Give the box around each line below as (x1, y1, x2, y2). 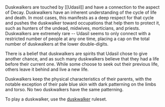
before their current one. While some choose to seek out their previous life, (5, 61, 159, 67)
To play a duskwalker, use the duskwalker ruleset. (5, 96, 107, 102)
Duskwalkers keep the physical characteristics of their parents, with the (5, 76, 152, 82)
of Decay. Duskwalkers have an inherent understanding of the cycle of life (5, 9, 157, 15)
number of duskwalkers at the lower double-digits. (5, 41, 109, 47)
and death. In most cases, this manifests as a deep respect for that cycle (5, 15, 154, 20)
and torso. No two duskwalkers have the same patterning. (5, 87, 124, 92)
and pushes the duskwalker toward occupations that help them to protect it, (5, 20, 161, 26)
